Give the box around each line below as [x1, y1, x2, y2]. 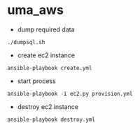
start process [17, 76, 56, 85]
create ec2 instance [17, 51, 76, 59]
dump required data [17, 25, 75, 34]
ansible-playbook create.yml [7, 64, 92, 71]
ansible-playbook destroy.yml [7, 116, 96, 123]
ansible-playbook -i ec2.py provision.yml [7, 90, 133, 97]
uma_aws [7, 2, 64, 18]
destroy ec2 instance [17, 102, 79, 110]
